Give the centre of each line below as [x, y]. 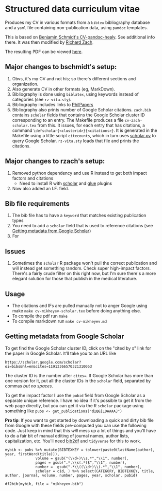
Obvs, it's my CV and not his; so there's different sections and [74, 78]
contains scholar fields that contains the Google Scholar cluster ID [78, 115]
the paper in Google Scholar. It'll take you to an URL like [61, 353]
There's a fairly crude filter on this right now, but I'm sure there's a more [84, 273]
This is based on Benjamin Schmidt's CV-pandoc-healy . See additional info [80, 37]
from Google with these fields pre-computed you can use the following [76, 425]
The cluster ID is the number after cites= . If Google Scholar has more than [79, 375]
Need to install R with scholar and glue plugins [66, 183]
